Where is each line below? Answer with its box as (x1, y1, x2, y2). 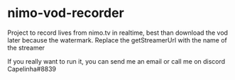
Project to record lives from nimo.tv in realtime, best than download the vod (7, 28, 229, 37)
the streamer (7, 43, 45, 52)
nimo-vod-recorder (7, 5, 124, 21)
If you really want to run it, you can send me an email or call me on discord (7, 57, 226, 65)
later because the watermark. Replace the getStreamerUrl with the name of (7, 35, 227, 44)
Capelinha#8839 (7, 64, 57, 73)
